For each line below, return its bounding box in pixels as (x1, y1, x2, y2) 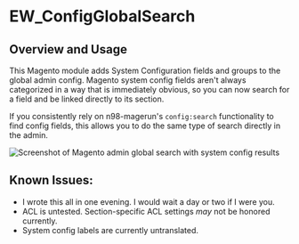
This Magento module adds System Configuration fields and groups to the (9, 65, 281, 76)
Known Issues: (9, 173, 93, 188)
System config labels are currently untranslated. (21, 224, 198, 235)
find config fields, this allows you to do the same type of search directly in (9, 120, 281, 131)
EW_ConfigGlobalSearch (9, 6, 196, 27)
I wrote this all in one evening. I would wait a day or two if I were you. (21, 196, 276, 207)
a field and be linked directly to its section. (9, 94, 165, 104)
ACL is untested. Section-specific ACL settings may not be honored (21, 206, 271, 216)
